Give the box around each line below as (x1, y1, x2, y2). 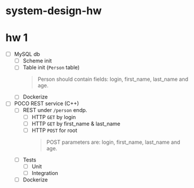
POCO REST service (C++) (14, 100, 79, 107)
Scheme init (22, 57, 52, 64)
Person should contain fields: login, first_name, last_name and (37, 75, 189, 83)
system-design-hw (5, 4, 102, 18)
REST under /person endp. (22, 107, 88, 114)
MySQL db (14, 51, 41, 58)
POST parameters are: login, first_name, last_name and (46, 138, 180, 146)
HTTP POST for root (31, 127, 78, 134)
